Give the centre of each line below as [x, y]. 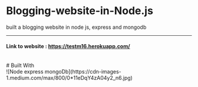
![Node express [25, 72]
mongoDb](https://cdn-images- [83, 72]
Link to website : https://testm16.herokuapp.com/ [68, 46]
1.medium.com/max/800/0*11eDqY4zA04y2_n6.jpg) [69, 78]
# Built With [20, 65]
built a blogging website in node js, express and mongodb [76, 27]
